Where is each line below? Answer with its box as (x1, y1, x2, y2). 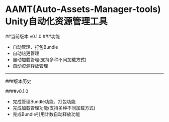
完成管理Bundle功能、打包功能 (12, 98, 76, 104)
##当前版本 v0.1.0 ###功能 (5, 33, 60, 39)
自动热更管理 (12, 50, 39, 56)
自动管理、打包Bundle (12, 44, 58, 50)
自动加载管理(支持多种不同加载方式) (12, 56, 87, 62)
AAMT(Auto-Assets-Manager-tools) (5, 4, 161, 15)
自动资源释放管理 (12, 63, 48, 69)
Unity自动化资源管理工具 (5, 16, 108, 27)
